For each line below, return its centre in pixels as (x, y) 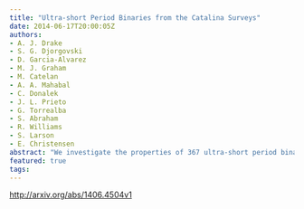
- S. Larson (32, 136)
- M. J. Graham (38, 69)
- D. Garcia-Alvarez (48, 60)
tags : (19, 169)
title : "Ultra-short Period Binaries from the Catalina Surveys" (135, 18)
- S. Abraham (34, 119)
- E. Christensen (42, 144)
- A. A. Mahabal (40, 85)
